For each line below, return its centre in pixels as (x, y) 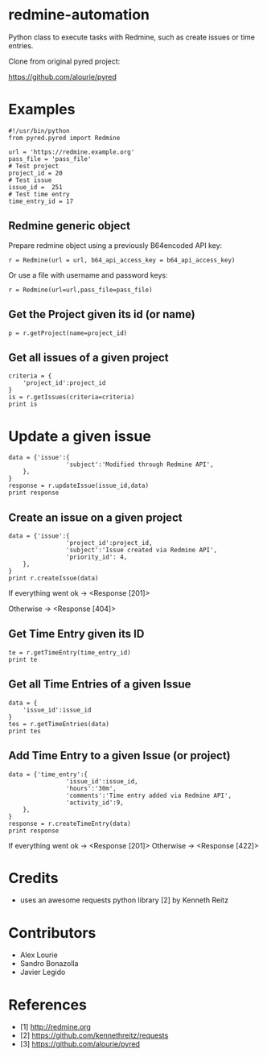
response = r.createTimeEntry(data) (70, 824)
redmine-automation (79, 15)
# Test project (34, 166)
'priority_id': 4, (97, 557)
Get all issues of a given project (88, 357)
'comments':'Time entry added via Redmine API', (148, 795)
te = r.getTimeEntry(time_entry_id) (70, 652)
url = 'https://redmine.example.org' (72, 152)
